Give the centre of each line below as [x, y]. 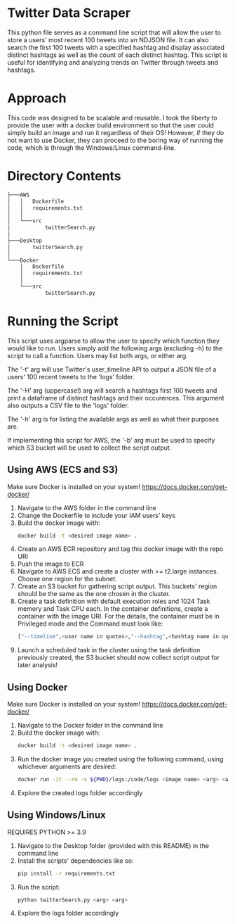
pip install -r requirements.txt [66, 873]
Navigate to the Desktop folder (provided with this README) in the [113, 845]
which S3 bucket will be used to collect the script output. [89, 448]
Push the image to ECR [51, 564]
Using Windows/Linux [57, 815]
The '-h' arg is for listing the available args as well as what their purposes [113, 419]
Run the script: [39, 887]
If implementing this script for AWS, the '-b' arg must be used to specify [111, 440]
